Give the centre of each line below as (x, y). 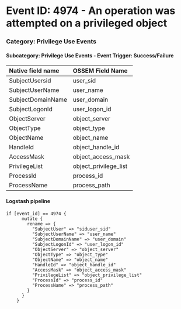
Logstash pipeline (28, 201)
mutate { (32, 219)
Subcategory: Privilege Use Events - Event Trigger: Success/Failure (90, 55)
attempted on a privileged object (87, 23)
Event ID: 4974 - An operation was (91, 11)
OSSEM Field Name (100, 71)
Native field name (34, 71)
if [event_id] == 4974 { (36, 214)
